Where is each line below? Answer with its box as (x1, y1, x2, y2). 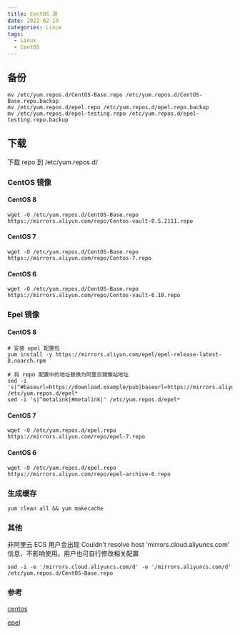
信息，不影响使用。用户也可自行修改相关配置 (7, 549, 139, 558)
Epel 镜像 (7, 310, 40, 320)
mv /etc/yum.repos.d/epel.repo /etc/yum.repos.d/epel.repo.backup (7, 104, 209, 111)
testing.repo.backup (7, 116, 69, 124)
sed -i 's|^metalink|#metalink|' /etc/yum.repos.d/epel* (7, 396, 181, 403)
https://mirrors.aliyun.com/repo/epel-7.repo (7, 433, 145, 441)
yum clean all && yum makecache (7, 505, 104, 512)
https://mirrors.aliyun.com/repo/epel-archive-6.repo (7, 471, 171, 478)
